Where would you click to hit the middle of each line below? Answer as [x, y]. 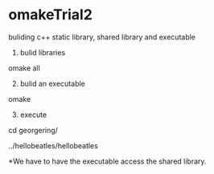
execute [33, 115]
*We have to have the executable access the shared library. [107, 161]
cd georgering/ [33, 130]
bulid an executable [53, 83]
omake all [24, 68]
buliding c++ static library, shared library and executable [102, 37]
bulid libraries [43, 52]
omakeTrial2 [50, 15]
